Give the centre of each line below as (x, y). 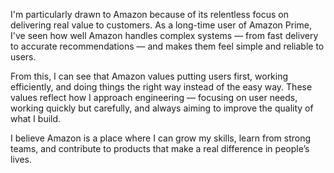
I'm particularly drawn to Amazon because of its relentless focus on (150, 14)
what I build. (36, 118)
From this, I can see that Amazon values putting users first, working (149, 76)
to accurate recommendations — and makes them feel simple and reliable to (167, 46)
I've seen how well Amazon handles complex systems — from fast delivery (164, 35)
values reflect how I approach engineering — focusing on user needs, (154, 97)
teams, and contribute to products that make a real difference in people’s (160, 148)
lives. (21, 159)
